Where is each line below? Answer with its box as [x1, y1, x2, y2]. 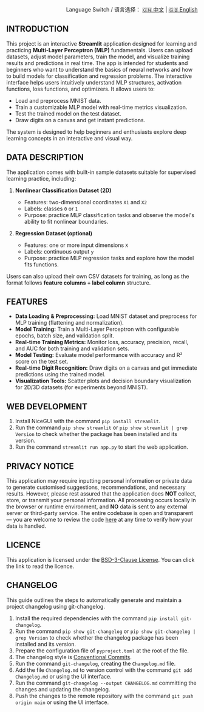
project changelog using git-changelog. [6, 603, 105, 610]
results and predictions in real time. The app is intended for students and [6, 59, 188, 66]
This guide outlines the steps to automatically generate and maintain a [6, 596, 182, 604]
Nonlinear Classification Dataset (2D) [15, 187, 112, 194]
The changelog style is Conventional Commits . [15, 653, 132, 660]
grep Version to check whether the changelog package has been [15, 634, 178, 641]
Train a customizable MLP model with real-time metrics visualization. [15, 103, 188, 111]
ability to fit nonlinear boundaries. [24, 218, 109, 225]
